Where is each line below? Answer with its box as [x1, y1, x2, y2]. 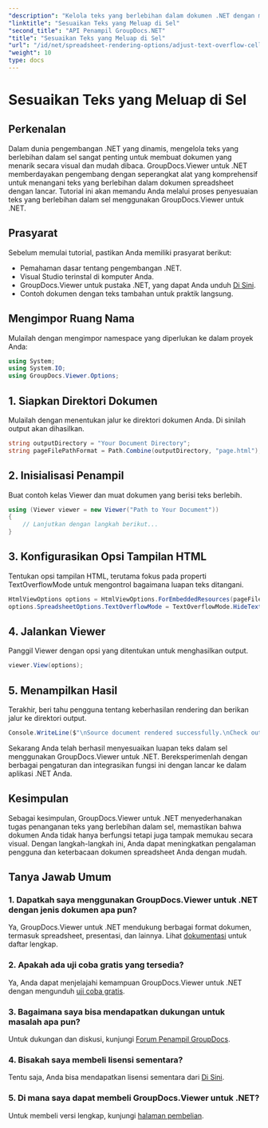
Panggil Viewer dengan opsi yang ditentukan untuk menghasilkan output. [8, 646, 249, 656]
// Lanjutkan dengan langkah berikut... [22, 521, 159, 529]
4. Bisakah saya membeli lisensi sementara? [8, 1054, 183, 1065]
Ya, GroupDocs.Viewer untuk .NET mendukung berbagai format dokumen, [8, 922, 252, 932]
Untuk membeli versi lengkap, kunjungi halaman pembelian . [8, 1110, 205, 1120]
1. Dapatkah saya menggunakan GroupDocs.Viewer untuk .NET [8, 894, 258, 906]
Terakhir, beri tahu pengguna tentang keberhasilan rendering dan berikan [8, 705, 250, 714]
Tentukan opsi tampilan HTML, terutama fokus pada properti [8, 571, 207, 581]
